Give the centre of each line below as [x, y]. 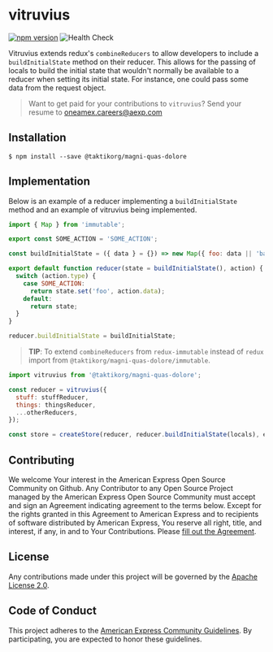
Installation [37, 138]
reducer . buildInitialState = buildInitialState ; [92, 336]
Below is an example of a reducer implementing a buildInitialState [123, 201]
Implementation [50, 182]
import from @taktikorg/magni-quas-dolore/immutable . [119, 360]
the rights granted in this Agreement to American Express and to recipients [134, 514]
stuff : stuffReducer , [52, 397]
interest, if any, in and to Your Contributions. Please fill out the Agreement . [132, 531]
